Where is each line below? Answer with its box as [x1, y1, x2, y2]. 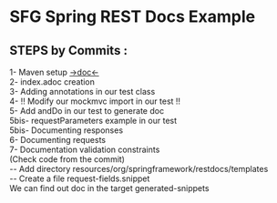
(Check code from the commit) [9, 154, 126, 165]
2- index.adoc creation [9, 76, 96, 87]
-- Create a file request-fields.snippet [9, 173, 150, 184]
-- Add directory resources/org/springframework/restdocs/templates [9, 164, 269, 174]
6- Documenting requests [9, 135, 107, 145]
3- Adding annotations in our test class [9, 86, 156, 96]
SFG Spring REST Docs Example [9, 6, 256, 27]
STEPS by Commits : [9, 43, 128, 58]
